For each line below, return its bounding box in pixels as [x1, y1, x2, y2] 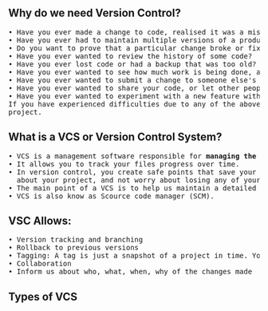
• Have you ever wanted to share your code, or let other [8, 83, 240, 93]
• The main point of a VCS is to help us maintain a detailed [8, 183, 257, 193]
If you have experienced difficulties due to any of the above [8, 99, 261, 109]
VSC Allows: [8, 214, 72, 228]
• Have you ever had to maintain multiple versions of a [8, 35, 236, 45]
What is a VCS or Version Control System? [8, 130, 223, 144]
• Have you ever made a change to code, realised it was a [8, 27, 245, 37]
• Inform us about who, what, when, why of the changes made [8, 267, 253, 277]
